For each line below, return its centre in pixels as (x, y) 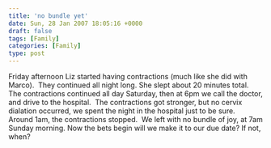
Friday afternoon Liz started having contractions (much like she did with (128, 76)
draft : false (30, 31)
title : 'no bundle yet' (49, 16)
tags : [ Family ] (34, 38)
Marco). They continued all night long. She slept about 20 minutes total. (129, 85)
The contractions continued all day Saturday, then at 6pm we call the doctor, (135, 93)
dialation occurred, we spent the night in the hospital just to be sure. (122, 111)
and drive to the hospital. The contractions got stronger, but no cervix (125, 102)
